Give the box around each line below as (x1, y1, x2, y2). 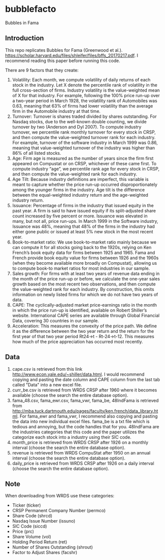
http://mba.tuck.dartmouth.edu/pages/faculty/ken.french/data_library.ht (12, 408, 159, 414)
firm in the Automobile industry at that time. (12, 108, 101, 114)
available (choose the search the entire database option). (12, 392, 129, 398)
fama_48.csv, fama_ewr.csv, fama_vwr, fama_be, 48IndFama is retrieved (12, 397, 159, 403)
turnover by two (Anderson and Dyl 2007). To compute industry (12, 124, 142, 130)
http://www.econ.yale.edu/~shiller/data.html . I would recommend (12, 371, 145, 377)
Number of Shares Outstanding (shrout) (12, 544, 93, 550)
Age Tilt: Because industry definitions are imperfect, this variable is (12, 176, 149, 182)
